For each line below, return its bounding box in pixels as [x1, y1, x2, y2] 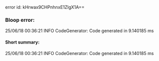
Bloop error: [5, 16, 35, 23]
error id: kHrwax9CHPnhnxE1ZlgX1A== [5, 4, 84, 10]
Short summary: [5, 39, 40, 45]
